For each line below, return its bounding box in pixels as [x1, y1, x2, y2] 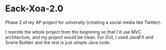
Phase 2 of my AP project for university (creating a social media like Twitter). [5, 19, 162, 25]
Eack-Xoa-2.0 [5, 3, 63, 14]
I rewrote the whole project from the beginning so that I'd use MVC [5, 29, 141, 35]
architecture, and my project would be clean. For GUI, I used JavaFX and [5, 34, 154, 40]
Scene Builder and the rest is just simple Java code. [5, 39, 111, 45]
